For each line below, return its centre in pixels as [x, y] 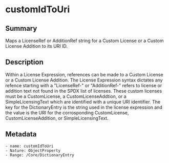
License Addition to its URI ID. [37, 46]
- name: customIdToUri [29, 146]
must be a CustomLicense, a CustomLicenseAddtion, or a [66, 96]
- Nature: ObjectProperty [33, 150]
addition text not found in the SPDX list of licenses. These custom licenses [84, 91]
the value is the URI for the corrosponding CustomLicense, [67, 113]
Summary [21, 28]
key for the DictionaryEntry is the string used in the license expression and [84, 107]
